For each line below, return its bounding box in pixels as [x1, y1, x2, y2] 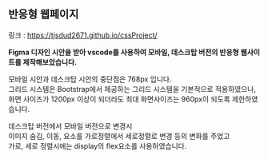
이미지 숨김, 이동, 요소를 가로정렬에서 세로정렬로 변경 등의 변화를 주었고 [8, 131, 230, 141]
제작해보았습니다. [22, 57, 78, 66]
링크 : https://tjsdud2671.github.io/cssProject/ [8, 30, 158, 40]
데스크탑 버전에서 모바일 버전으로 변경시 [8, 121, 133, 130]
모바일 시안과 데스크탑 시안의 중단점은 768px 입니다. [8, 74, 172, 84]
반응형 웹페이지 [8, 7, 79, 22]
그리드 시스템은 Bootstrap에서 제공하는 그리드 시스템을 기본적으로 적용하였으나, [8, 84, 256, 93]
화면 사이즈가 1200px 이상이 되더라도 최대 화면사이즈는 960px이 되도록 [8, 94, 230, 104]
